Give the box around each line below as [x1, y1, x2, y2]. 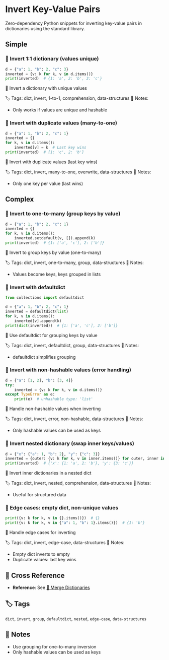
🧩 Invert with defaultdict [5, 284, 65, 291]
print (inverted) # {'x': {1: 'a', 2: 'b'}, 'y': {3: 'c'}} [5, 461, 134, 466]
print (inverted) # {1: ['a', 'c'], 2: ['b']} [5, 240, 105, 245]
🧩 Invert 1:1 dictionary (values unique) [5, 55, 99, 62]
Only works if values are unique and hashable [12, 107, 107, 113]
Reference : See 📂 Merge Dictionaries [12, 584, 90, 590]
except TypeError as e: [5, 392, 55, 397]
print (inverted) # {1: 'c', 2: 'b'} [5, 150, 84, 155]
